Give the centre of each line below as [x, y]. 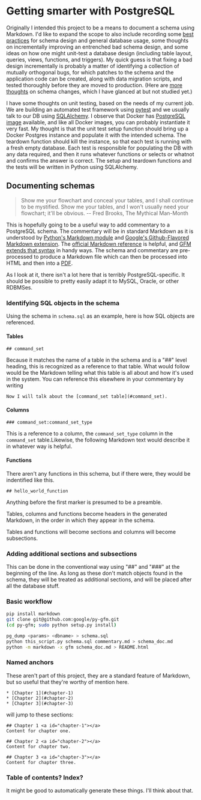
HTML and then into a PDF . [40, 263]
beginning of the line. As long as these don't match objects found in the [94, 573]
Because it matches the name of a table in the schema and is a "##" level [97, 360]
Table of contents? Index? [45, 777]
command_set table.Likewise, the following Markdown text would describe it [98, 440]
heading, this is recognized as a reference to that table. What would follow [98, 366]
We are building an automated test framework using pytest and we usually [98, 109]
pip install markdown [33, 614]
